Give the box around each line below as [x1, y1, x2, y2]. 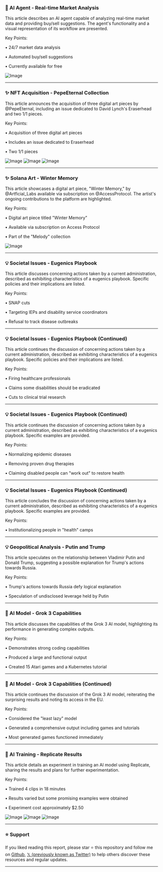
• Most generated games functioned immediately [5, 734, 103, 740]
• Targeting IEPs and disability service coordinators [5, 309, 108, 315]
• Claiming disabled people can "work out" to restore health [5, 470, 125, 476]
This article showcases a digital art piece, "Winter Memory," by [5, 186, 131, 191]
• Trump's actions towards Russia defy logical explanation [5, 584, 121, 590]
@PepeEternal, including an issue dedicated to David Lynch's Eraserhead [5, 105, 152, 111]
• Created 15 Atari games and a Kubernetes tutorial [5, 664, 107, 669]
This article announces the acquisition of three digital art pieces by [5, 101, 139, 106]
